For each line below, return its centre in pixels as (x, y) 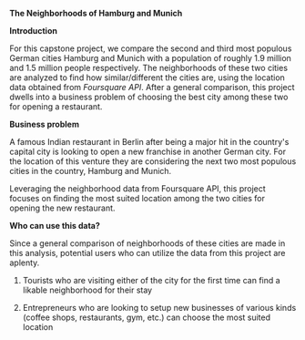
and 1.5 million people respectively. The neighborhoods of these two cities (149, 68)
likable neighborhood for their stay (87, 290)
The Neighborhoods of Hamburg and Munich (96, 13)
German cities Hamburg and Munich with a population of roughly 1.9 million (150, 58)
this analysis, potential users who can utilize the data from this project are (147, 253)
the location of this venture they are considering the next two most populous (153, 161)
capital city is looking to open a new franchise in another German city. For (148, 151)
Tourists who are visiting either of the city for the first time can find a (151, 280)
